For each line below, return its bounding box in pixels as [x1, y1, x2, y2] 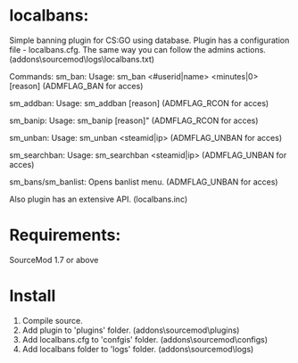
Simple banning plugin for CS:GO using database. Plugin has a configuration [9, 35, 290, 45]
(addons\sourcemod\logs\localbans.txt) [9, 54, 154, 64]
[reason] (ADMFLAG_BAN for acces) [9, 80, 144, 91]
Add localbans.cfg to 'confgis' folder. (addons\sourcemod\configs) [21, 334, 269, 344]
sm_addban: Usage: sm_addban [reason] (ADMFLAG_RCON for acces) [9, 97, 269, 108]
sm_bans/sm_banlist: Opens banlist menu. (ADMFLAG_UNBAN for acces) [9, 176, 278, 187]
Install [9, 286, 56, 306]
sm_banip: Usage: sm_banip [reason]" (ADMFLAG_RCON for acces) [9, 115, 259, 126]
